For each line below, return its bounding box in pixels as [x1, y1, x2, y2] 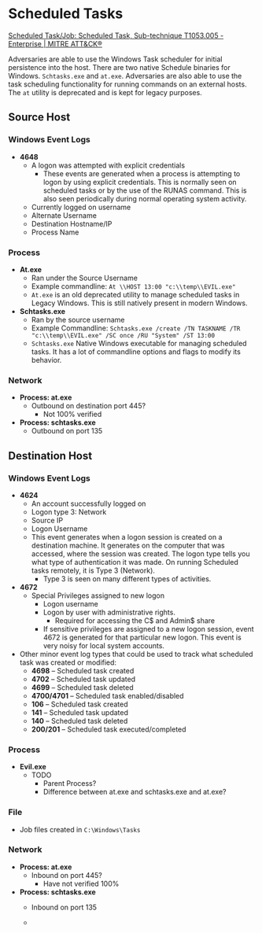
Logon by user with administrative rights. [42, 607, 175, 617]
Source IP [31, 515, 64, 525]
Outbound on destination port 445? [31, 401, 146, 411]
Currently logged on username [31, 202, 131, 212]
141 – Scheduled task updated [31, 707, 128, 717]
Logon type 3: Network [31, 507, 107, 516]
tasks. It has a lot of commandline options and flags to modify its [31, 347, 242, 356]
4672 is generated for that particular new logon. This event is [42, 632, 242, 642]
